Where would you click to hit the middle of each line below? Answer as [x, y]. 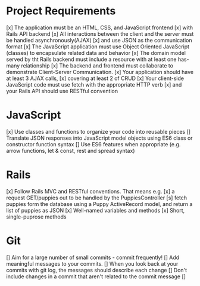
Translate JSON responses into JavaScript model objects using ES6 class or [99, 138]
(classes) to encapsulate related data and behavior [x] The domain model [96, 53]
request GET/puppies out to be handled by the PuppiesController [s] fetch [97, 198]
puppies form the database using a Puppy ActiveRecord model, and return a [99, 204]
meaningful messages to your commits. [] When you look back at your [92, 263]
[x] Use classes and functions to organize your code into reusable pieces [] [99, 131]
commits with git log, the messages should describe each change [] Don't [97, 270]
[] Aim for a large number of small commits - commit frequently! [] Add [93, 257]
